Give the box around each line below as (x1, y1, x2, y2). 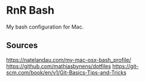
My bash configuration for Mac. (6, 23, 84, 30)
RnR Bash (6, 4, 55, 17)
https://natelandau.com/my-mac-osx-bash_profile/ (6, 56, 131, 63)
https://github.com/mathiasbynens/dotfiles (6, 62, 112, 70)
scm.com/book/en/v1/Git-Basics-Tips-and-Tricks (6, 69, 127, 76)
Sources (6, 40, 38, 51)
